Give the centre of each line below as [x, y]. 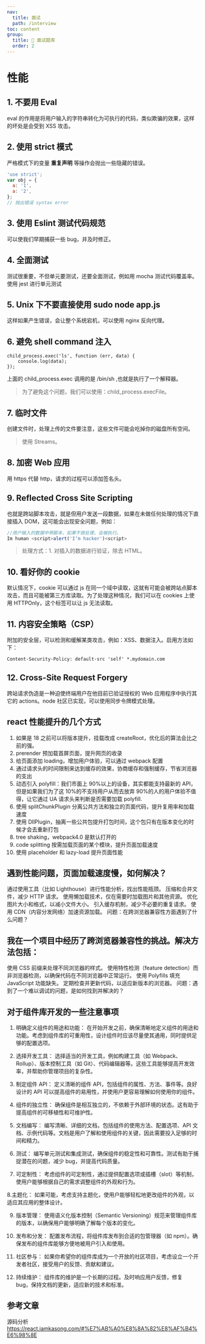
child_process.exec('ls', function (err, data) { [71, 356]
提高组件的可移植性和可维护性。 [56, 1112]
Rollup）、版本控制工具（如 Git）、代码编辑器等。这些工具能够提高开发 [102, 1064]
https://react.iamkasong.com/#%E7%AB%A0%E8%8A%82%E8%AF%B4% [102, 1328]
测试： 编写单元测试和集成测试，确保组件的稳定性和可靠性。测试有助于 [104, 1154]
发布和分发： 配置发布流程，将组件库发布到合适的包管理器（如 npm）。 [104, 1236]
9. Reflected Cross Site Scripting [70, 498]
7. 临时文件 [27, 413]
